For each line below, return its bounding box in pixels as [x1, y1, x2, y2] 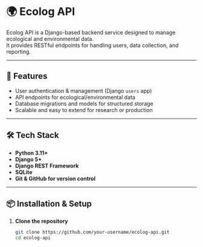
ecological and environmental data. [6, 35, 94, 42]
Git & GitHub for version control [14, 175, 95, 182]
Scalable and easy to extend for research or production [14, 106, 153, 113]
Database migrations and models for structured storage [14, 100, 153, 107]
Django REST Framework [14, 162, 79, 169]
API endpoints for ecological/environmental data [14, 93, 136, 101]
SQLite [14, 168, 33, 175]
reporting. [6, 48, 31, 55]
